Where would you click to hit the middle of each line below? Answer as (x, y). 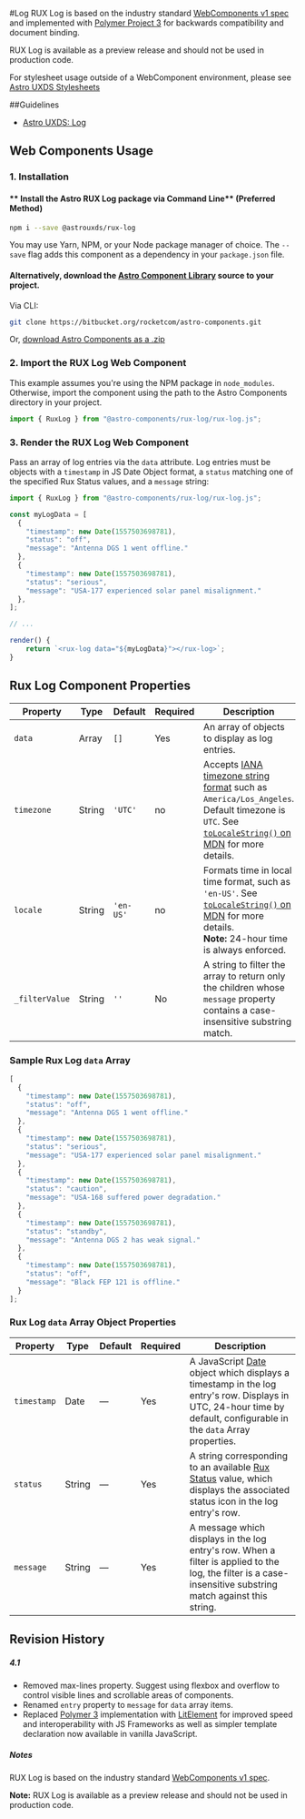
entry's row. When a (232, 1550)
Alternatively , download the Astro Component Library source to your (142, 275)
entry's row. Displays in (239, 1395)
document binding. (44, 32)
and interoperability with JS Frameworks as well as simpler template (150, 1724)
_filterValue (42, 999)
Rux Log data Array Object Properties (93, 1322)
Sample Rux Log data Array (70, 1060)
